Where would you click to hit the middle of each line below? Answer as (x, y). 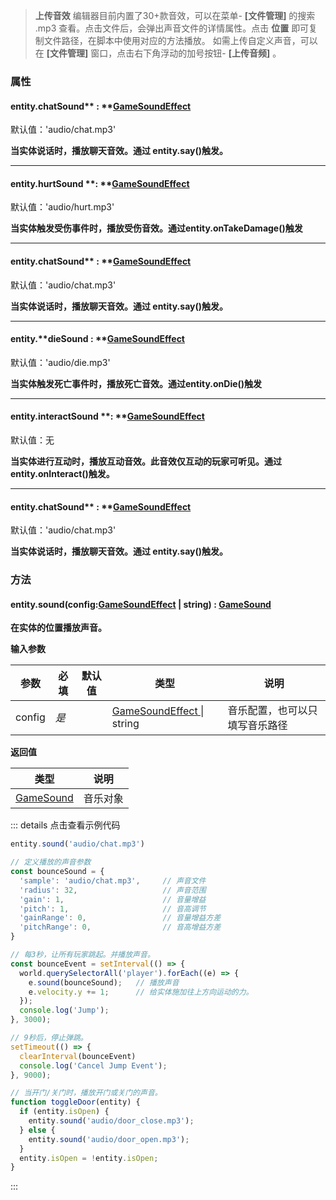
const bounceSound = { (57, 872)
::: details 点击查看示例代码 (65, 825)
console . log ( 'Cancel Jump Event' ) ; (93, 1065)
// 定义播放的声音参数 (51, 862)
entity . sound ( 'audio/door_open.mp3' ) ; (109, 1139)
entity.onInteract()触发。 (62, 473)
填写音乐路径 (257, 726)
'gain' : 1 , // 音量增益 (113, 899)
